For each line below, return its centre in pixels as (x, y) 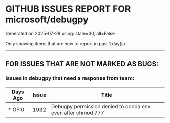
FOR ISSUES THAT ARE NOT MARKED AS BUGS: (82, 64)
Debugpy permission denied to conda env (101, 106)
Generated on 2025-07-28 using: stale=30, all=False (60, 33)
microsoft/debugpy (47, 19)
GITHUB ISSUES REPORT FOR (68, 9)
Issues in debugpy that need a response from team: (70, 78)
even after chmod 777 (78, 113)
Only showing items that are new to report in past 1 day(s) (65, 43)
